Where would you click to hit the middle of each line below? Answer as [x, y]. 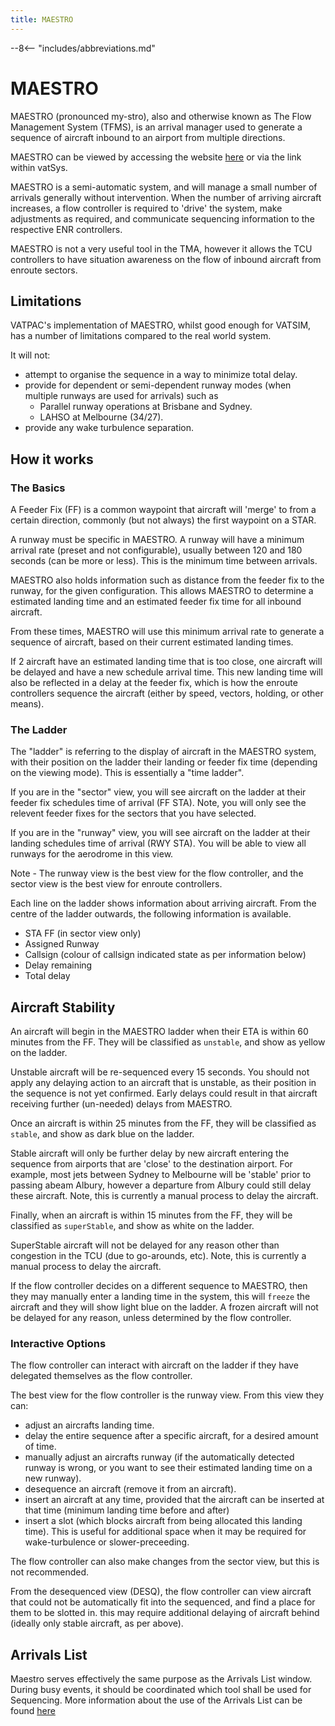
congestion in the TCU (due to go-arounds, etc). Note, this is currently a [158, 1256]
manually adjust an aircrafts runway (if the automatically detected [159, 1457]
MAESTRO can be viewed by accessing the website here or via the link [156, 157]
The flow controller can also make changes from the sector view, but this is [165, 1562]
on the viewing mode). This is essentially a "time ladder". [127, 773]
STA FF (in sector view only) [83, 933]
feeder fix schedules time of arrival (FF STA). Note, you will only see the [158, 803]
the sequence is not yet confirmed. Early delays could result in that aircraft [164, 1093]
